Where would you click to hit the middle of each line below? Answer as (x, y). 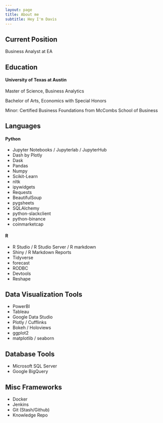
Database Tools (30, 354)
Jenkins (20, 404)
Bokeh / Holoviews (32, 327)
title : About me (22, 14)
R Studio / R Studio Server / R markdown (54, 247)
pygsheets (23, 203)
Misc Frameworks (34, 387)
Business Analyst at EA (29, 51)
